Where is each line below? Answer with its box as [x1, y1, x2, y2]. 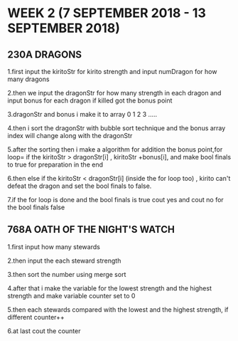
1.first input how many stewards [7, 242, 101, 251]
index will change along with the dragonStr [7, 132, 133, 140]
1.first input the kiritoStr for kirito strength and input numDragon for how [7, 68, 217, 75]
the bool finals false [7, 203, 65, 211]
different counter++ [7, 313, 65, 321]
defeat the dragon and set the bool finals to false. [7, 182, 152, 190]
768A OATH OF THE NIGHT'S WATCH [7, 224, 175, 236]
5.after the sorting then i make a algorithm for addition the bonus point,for [7, 145, 223, 154]
